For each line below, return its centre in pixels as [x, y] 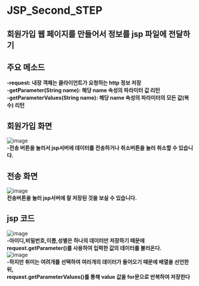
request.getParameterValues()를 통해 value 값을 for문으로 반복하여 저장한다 [99, 276]
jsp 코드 [21, 219]
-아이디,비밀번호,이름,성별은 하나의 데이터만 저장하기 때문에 [76, 241]
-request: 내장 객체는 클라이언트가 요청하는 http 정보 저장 [74, 83]
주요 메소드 [26, 67]
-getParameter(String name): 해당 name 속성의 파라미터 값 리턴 [83, 90]
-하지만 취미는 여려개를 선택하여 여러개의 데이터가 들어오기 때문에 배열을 [90, 261]
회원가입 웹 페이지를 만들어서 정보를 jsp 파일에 [87, 34]
